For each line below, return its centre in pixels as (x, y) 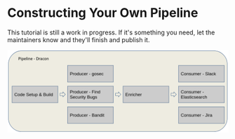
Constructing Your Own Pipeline (103, 13)
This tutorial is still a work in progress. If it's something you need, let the (111, 32)
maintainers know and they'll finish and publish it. (79, 39)
